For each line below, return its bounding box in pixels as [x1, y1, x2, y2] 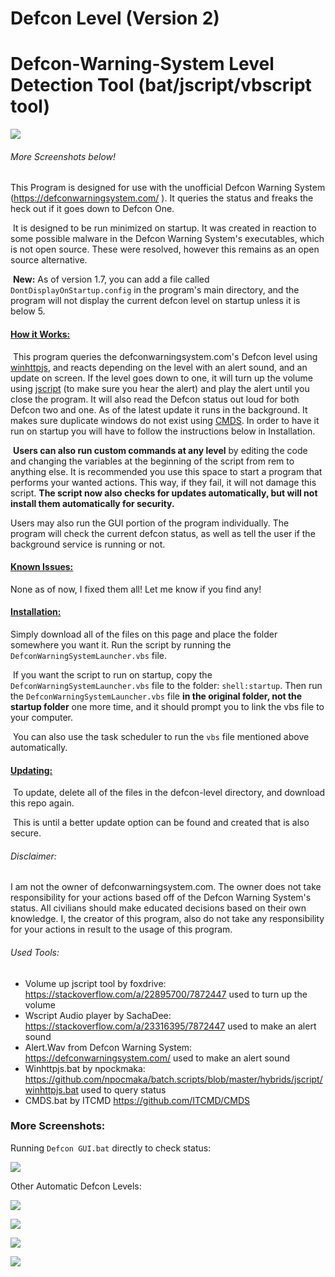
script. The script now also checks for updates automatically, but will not [10, 487, 318, 499]
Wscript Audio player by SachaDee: [24, 1009, 172, 1021]
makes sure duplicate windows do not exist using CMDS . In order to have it [10, 414, 320, 426]
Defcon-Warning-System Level [10, 53, 275, 76]
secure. [10, 827, 42, 839]
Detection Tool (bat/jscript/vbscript [10, 74, 312, 97]
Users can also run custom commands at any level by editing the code [12, 444, 308, 456]
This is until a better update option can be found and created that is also [12, 817, 310, 829]
